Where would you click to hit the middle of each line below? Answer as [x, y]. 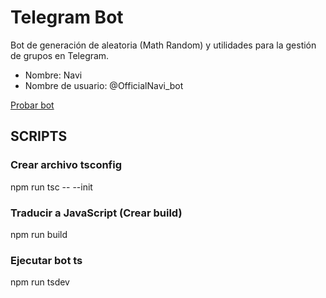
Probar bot [32, 105]
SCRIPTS [39, 136]
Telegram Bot [67, 17]
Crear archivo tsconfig [66, 165]
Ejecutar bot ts [46, 260]
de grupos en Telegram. [60, 55]
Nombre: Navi [53, 75]
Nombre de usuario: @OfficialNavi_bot [104, 85]
